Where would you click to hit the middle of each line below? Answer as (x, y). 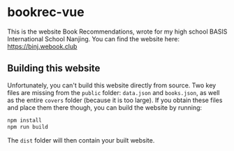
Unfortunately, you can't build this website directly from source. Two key (112, 85)
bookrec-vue (46, 12)
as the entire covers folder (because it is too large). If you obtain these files (115, 100)
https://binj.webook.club (42, 46)
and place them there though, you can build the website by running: (105, 107)
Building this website (54, 68)
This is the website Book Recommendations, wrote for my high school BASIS (117, 31)
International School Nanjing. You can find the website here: (94, 38)
